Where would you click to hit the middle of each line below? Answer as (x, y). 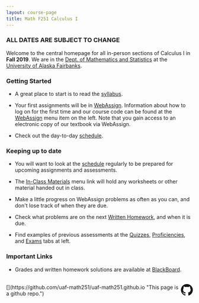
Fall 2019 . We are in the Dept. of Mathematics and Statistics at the (87, 59)
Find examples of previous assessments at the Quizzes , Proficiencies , (100, 235)
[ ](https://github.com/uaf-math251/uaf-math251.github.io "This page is (92, 287)
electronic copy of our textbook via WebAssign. (73, 124)
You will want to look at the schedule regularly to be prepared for (94, 164)
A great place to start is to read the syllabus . (69, 94)
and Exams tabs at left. (43, 241)
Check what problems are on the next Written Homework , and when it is (102, 217)
